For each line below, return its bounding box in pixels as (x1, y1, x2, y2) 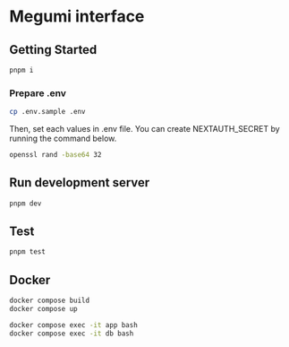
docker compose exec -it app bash (9, 320, 139, 329)
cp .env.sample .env (9, 108, 87, 117)
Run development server (9, 175, 150, 190)
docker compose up (9, 304, 78, 313)
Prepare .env (9, 87, 67, 100)
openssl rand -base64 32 (9, 151, 102, 160)
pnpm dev (9, 199, 42, 208)
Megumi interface (9, 6, 145, 27)
